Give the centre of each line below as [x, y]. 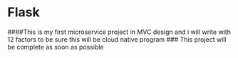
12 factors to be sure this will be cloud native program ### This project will [117, 39]
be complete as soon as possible [56, 47]
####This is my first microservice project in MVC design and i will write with [119, 32]
